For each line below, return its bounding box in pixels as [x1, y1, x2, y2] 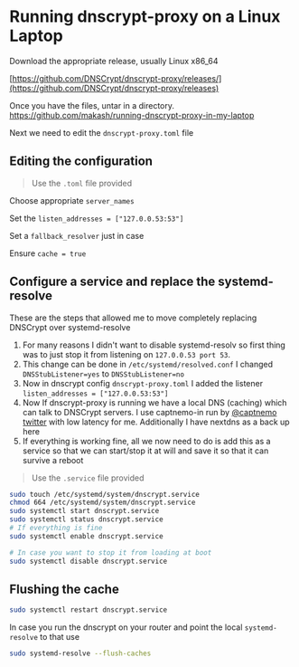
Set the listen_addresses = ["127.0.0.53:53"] [9, 213, 184, 224]
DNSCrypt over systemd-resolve [9, 321, 131, 332]
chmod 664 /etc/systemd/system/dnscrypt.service [9, 498, 196, 508]
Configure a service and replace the [9, 274, 216, 290]
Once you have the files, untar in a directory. [9, 100, 174, 110]
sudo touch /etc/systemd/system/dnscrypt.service [9, 490, 201, 499]
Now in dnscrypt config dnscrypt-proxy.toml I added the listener [22, 377, 264, 388]
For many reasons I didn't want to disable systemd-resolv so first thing [22, 339, 286, 350]
